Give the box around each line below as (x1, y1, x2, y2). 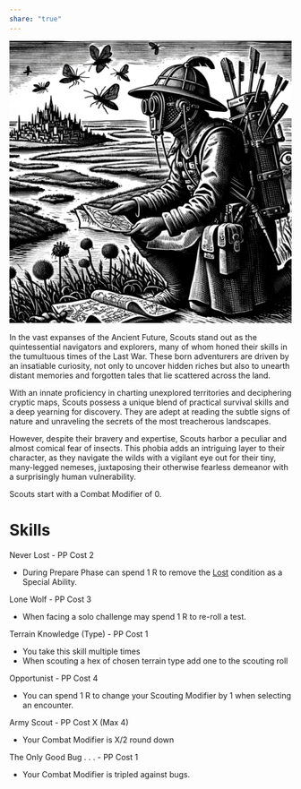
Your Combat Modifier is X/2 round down (21, 734, 175, 745)
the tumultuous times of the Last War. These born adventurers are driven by (9, 350, 289, 362)
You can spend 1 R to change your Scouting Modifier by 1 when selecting (21, 690, 292, 700)
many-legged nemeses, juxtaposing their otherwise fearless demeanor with (9, 461, 288, 472)
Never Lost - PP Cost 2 (9, 549, 94, 560)
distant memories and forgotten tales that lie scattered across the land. (9, 370, 271, 381)
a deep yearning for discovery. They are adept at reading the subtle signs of (9, 406, 291, 416)
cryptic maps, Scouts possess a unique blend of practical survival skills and (9, 397, 289, 407)
